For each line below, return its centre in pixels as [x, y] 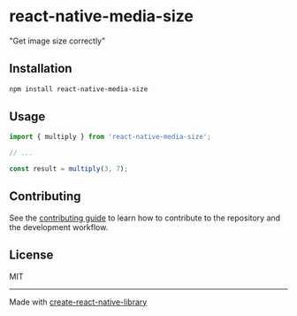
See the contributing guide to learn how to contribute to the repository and [145, 218]
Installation [41, 69]
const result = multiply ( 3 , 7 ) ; [69, 169]
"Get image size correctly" [57, 41]
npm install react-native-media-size [79, 89]
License [31, 255]
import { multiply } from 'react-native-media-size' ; [110, 137]
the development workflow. [59, 227]
